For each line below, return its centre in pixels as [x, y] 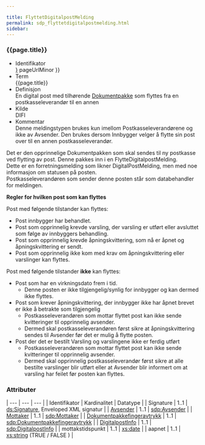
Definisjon [28, 89]
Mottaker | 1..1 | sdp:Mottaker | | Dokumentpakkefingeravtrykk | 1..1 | [92, 416]
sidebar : [17, 29]
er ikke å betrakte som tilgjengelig [58, 309]
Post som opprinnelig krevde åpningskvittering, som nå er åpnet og [100, 240]
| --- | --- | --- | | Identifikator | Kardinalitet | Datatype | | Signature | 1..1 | [97, 402]
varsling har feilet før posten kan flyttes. [74, 374]
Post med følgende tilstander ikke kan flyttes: [63, 271]
